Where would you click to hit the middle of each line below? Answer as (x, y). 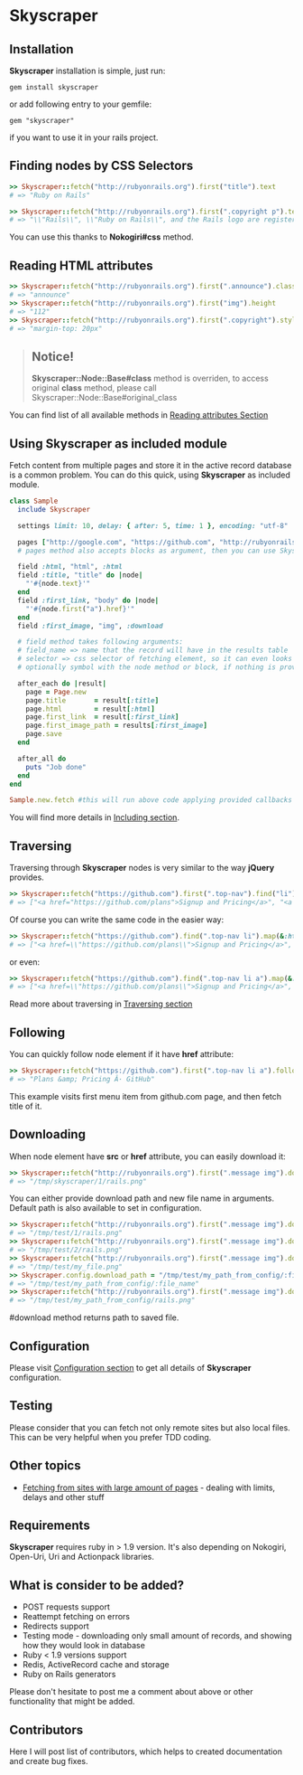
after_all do (42, 759)
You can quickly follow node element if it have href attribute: (122, 1054)
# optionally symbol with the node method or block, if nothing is (147, 667)
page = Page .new (56, 692)
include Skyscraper (54, 509)
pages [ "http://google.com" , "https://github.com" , (117, 542)
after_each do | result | (62, 684)
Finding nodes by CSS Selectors (101, 166)
